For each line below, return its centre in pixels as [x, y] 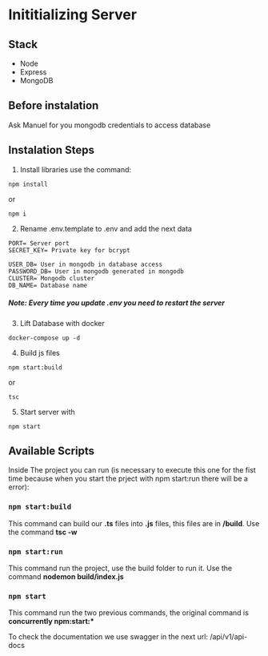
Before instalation [54, 106]
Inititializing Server [73, 15]
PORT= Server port [39, 243]
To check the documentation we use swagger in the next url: [108, 637]
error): [19, 487]
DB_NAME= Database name [48, 285]
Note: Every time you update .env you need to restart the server [117, 303]
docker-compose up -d [44, 338]
